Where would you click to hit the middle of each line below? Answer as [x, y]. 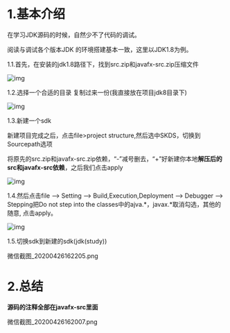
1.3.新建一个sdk [29, 120]
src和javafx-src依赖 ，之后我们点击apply [65, 167]
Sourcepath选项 [30, 144]
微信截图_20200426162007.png [53, 322]
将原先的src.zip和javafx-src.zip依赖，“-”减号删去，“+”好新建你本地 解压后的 [115, 159]
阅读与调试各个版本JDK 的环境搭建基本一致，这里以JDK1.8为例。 [100, 49]
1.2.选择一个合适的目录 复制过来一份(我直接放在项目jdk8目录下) [97, 92]
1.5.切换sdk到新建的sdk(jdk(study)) [57, 241]
